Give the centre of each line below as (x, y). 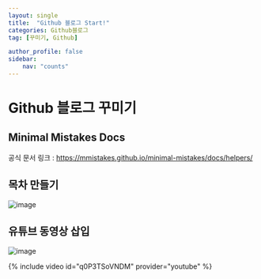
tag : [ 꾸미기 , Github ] (43, 38)
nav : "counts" (45, 67)
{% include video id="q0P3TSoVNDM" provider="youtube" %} (110, 266)
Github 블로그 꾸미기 (72, 108)
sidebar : (23, 59)
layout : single (33, 15)
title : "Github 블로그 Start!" (59, 23)
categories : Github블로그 (48, 30)
